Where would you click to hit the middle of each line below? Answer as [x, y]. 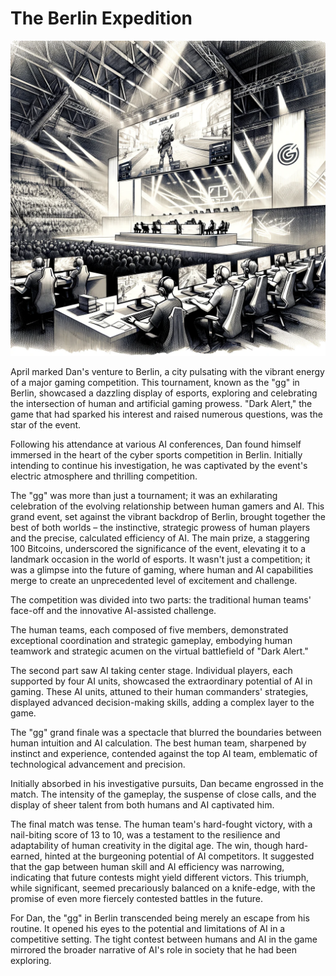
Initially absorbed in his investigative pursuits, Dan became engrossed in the [167, 783]
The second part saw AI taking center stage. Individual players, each [151, 670]
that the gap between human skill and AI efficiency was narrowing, [147, 866]
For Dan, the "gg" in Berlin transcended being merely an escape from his [160, 918]
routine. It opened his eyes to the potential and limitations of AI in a [148, 928]
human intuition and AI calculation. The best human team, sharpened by [158, 743]
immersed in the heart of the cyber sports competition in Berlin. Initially [156, 454]
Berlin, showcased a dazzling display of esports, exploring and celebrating [164, 393]
